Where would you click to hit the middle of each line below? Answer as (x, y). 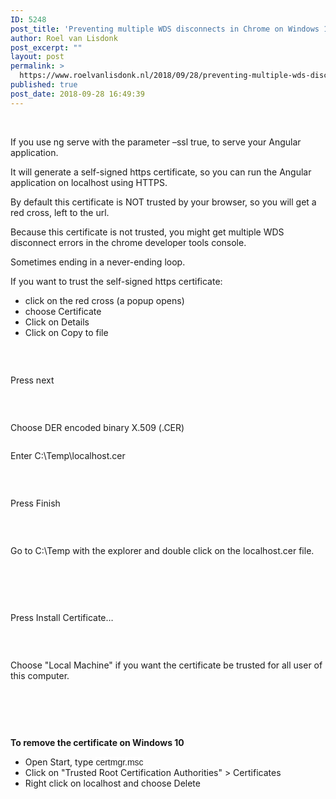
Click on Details (57, 322)
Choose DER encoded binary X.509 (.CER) (97, 427)
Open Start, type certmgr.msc (84, 762)
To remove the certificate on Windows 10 (97, 742)
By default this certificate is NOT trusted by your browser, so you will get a (163, 202)
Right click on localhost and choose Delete (112, 783)
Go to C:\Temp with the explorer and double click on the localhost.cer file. (162, 550)
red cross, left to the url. (60, 212)
